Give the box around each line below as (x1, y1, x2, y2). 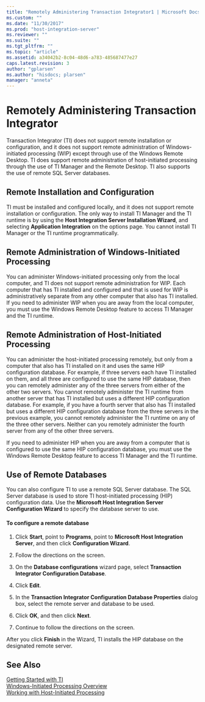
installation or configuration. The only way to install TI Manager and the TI (6, 209, 192, 217)
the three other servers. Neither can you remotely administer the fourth (6, 420, 185, 428)
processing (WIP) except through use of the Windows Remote (27, 150, 183, 157)
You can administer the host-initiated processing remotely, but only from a (6, 356, 193, 363)
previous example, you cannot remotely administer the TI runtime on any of (6, 414, 195, 421)
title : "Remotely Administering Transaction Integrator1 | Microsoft (6, 9, 187, 15)
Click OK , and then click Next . (15, 611, 92, 619)
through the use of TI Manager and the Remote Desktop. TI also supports (6, 163, 190, 170)
